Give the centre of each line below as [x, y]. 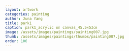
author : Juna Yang [24, 18]
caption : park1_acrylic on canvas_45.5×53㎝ [51, 28]
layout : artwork [22, 9]
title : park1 [18, 23]
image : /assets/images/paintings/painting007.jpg [57, 32]
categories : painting [27, 14]
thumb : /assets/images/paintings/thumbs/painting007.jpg [65, 37]
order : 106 [16, 41]
